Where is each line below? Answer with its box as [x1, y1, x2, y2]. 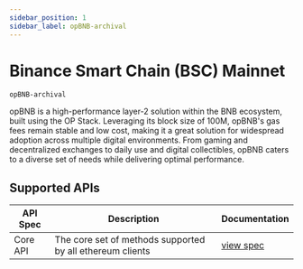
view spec [220, 239, 264, 252]
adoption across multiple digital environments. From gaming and [9, 134, 248, 145]
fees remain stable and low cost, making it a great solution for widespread [9, 125, 284, 136]
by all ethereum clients [54, 245, 151, 257]
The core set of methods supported [54, 234, 206, 246]
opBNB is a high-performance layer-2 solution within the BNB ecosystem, [9, 106, 282, 117]
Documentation [220, 213, 289, 226]
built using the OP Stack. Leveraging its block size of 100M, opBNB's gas [9, 116, 280, 126]
